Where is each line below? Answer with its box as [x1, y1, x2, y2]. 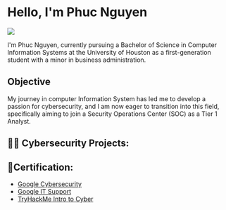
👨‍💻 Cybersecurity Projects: [7, 138, 130, 150]
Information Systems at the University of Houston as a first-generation [7, 48, 211, 56]
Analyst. [7, 117, 32, 125]
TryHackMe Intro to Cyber [17, 195, 94, 203]
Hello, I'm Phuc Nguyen [7, 4, 148, 20]
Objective [7, 76, 51, 88]
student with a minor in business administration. [7, 55, 146, 64]
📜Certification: [7, 161, 74, 173]
